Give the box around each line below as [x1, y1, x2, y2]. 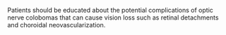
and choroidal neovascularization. [7, 21, 106, 29]
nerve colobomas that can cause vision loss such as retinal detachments [7, 13, 219, 22]
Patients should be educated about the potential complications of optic [7, 6, 214, 14]
